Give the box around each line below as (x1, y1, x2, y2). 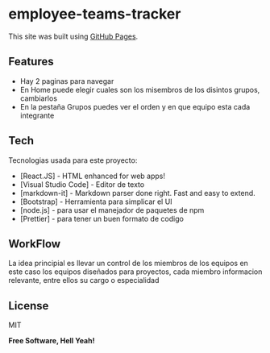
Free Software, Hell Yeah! (8, 336, 95, 346)
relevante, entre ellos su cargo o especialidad (8, 276, 160, 285)
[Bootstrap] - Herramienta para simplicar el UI (19, 197, 172, 206)
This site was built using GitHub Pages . (8, 31, 139, 41)
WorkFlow (8, 237, 61, 251)
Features (8, 55, 54, 69)
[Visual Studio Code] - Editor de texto (19, 179, 145, 189)
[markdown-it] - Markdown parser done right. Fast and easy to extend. (19, 188, 255, 197)
